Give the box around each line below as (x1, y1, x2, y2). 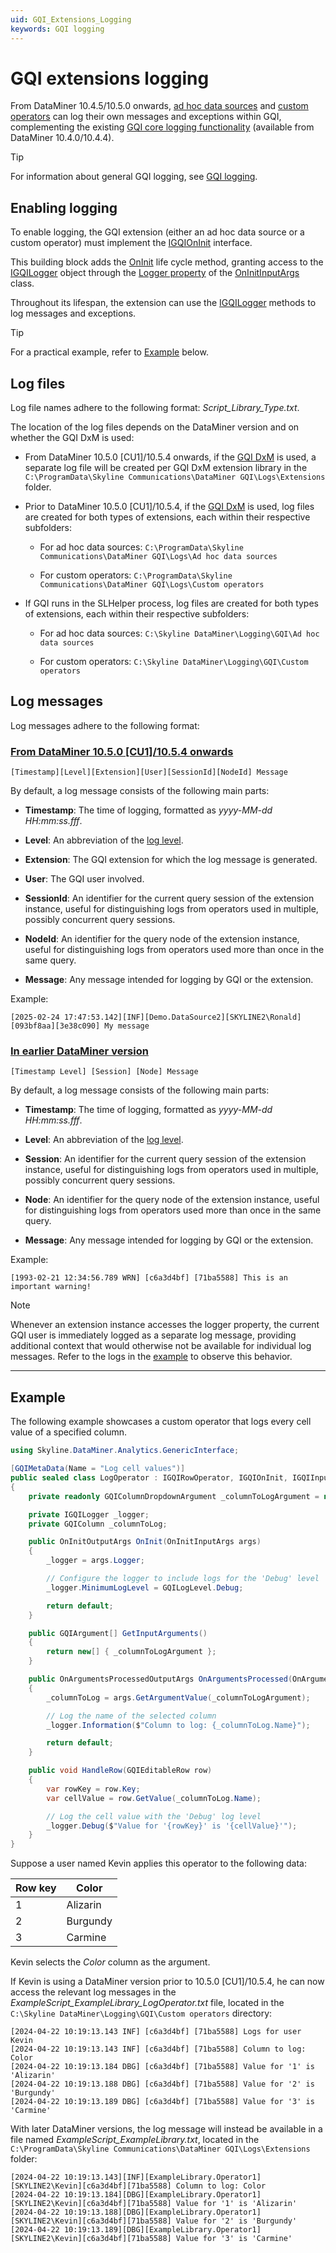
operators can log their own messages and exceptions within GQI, (10, 111, 282, 123)
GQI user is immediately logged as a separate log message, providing (10, 1329, 297, 1341)
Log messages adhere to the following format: (10, 719, 200, 731)
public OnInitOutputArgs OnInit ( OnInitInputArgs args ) (28, 1537, 262, 1547)
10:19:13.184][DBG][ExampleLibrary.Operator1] (63, 2190, 262, 2200)
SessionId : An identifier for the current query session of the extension (24, 892, 315, 905)
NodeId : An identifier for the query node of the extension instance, (24, 933, 300, 945)
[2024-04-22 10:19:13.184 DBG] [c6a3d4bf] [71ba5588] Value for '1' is (10, 2062, 315, 2072)
